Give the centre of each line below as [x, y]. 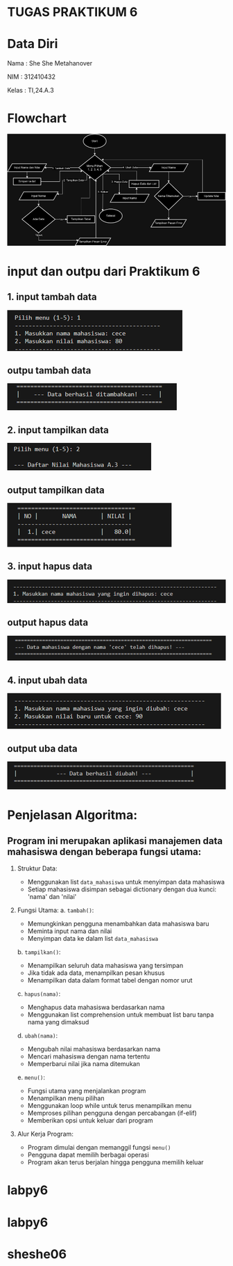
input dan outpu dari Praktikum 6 [104, 271]
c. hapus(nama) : [39, 994]
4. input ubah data [48, 680]
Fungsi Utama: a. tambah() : [55, 910]
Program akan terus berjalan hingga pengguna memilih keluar [115, 1162]
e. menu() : [31, 1077]
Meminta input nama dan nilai [70, 931]
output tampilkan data [56, 490]
